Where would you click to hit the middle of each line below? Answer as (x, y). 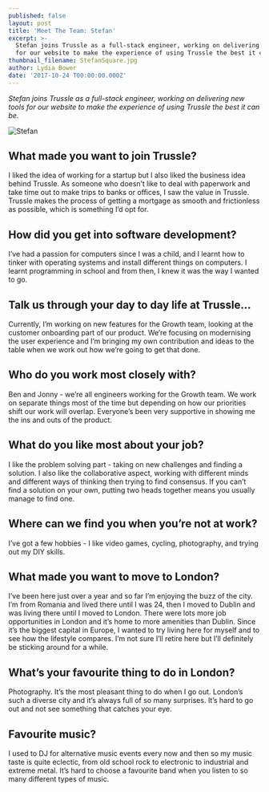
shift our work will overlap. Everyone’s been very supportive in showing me (132, 411)
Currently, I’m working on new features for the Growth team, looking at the (131, 324)
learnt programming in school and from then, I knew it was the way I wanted (134, 271)
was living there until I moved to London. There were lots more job (117, 613)
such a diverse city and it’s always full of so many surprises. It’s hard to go (131, 701)
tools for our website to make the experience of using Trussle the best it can (134, 107)
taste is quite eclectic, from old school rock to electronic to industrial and (128, 762)
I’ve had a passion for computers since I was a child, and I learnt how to (126, 254)
